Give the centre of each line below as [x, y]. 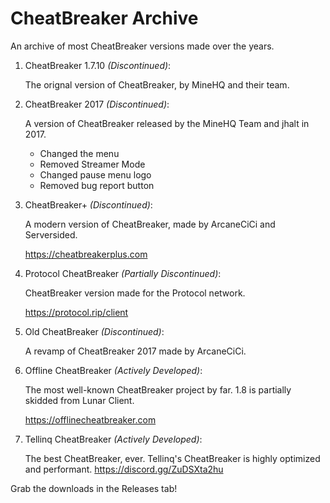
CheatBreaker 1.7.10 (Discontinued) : [98, 65]
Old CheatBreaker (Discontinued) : [94, 331]
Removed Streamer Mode [92, 164]
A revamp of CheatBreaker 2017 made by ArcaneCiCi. [135, 351]
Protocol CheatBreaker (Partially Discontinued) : [123, 273]
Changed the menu [79, 153]
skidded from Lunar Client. [79, 400]
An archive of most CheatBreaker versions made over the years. [142, 46]
